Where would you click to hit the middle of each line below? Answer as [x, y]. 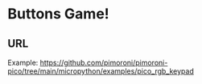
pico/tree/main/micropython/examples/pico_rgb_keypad [101, 71]
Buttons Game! [58, 14]
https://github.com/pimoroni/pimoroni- [104, 62]
